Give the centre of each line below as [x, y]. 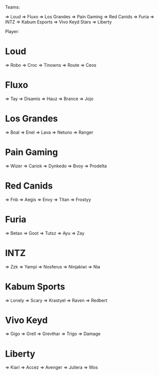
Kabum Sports [35, 286]
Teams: [13, 7]
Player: [12, 31]
